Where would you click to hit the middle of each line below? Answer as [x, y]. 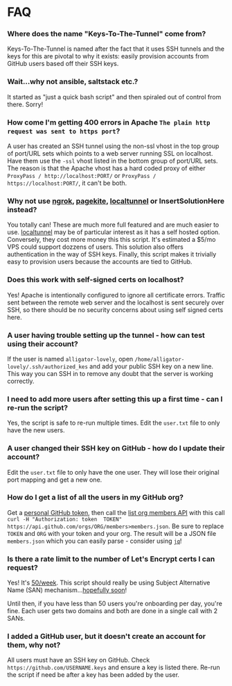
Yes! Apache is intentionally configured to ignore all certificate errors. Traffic [116, 295]
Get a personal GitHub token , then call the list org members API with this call [116, 512]
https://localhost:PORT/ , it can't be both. [67, 183]
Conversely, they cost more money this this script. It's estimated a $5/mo [111, 240]
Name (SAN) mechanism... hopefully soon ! [67, 590]
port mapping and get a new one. [55, 480]
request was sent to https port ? [64, 131]
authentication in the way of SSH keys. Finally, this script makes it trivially [112, 254]
